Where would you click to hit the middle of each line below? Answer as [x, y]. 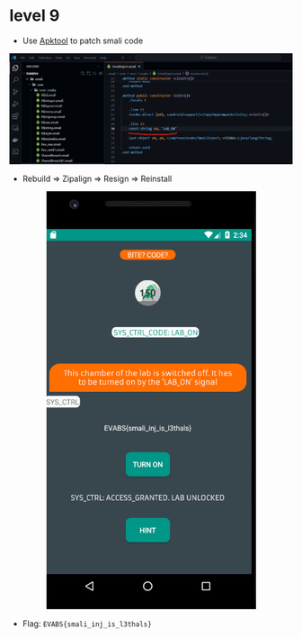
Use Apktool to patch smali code [83, 41]
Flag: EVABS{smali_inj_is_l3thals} [87, 624]
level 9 [35, 16]
